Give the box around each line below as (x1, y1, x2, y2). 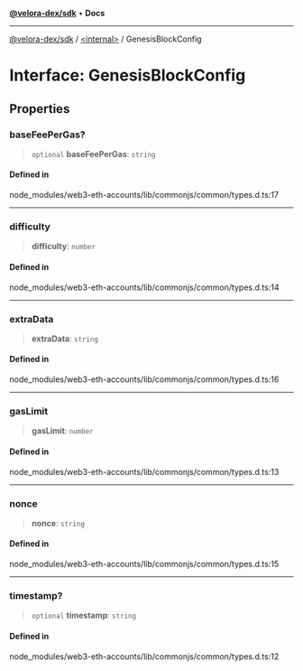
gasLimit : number (31, 425, 94, 436)
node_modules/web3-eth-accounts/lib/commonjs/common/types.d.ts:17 (9, 190, 280, 200)
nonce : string (31, 517, 86, 528)
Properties (9, 101, 70, 116)
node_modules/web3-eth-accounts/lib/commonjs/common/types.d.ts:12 (9, 650, 280, 662)
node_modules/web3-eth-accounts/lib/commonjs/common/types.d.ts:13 (9, 466, 280, 477)
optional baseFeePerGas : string (31, 148, 156, 159)
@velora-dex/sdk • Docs (9, 8, 106, 18)
